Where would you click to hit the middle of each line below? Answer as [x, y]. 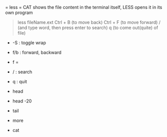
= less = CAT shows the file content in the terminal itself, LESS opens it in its [84, 7]
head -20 [22, 101]
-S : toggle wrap [29, 43]
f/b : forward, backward [37, 52]
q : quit [20, 82]
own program [19, 13]
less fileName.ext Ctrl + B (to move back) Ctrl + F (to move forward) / [89, 22]
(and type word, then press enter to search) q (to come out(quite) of [88, 28]
